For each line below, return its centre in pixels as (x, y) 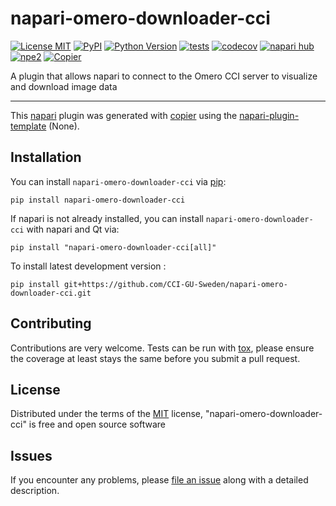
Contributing (51, 323)
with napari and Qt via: (73, 229)
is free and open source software (97, 424)
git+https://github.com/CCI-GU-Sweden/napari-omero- (175, 284)
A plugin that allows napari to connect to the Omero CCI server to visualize (164, 76)
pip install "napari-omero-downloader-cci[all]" (113, 247)
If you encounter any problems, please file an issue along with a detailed (159, 480)
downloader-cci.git (51, 293)
